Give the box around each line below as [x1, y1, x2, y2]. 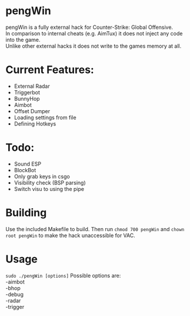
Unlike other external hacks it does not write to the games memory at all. [5, 42, 182, 50]
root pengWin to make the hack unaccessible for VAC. [5, 232, 136, 239]
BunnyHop [14, 95, 40, 102]
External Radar [14, 83, 51, 90]
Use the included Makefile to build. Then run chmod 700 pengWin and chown [5, 225, 185, 232]
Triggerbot [14, 88, 41, 96]
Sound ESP [14, 160, 42, 167]
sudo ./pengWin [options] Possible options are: [5, 272, 121, 279]
